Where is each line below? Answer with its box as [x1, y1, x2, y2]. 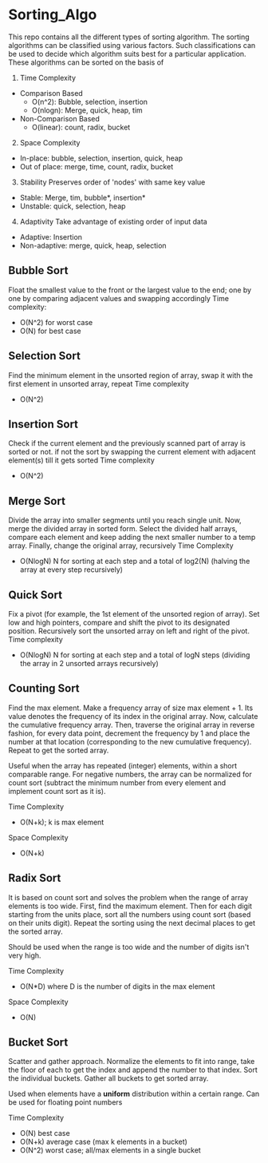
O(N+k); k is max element [19, 817, 104, 827]
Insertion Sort [8, 417, 78, 431]
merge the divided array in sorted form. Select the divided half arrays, [8, 524, 238, 534]
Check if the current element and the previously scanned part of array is [8, 439, 246, 448]
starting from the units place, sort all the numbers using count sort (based [8, 909, 251, 919]
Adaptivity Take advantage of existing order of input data [19, 216, 207, 226]
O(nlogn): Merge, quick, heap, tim [31, 105, 144, 115]
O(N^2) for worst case [19, 317, 93, 327]
